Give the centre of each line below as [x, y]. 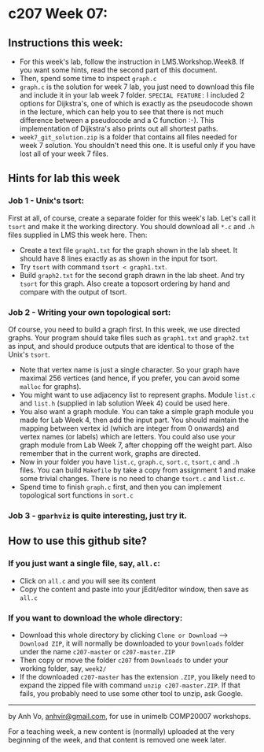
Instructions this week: [66, 43]
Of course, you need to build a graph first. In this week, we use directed [124, 329]
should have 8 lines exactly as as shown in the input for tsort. [119, 258]
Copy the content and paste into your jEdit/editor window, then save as [134, 589]
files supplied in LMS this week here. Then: [78, 235]
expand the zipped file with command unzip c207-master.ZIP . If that [130, 685]
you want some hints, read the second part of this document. [118, 70]
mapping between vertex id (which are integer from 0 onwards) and [129, 428]
